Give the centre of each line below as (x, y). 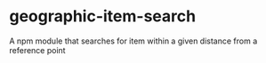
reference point (37, 50)
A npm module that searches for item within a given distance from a (133, 41)
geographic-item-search (103, 16)
